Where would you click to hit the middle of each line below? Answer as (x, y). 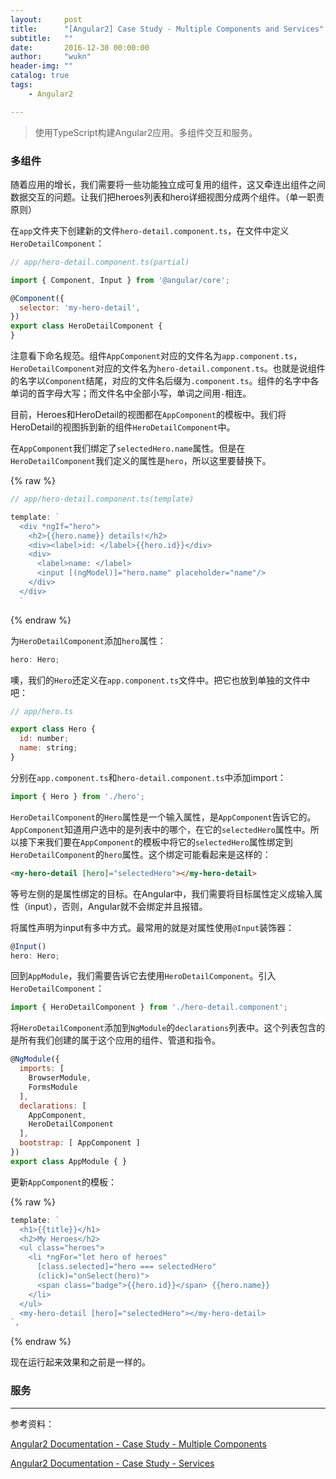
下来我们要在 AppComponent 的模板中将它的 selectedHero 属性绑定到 (160, 842)
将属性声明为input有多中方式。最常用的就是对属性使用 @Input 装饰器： (152, 927)
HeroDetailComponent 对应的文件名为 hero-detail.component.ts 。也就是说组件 (168, 368)
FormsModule (53, 1087)
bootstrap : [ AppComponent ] (80, 1143)
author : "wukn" (51, 57)
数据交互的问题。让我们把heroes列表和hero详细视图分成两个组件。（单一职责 (167, 197)
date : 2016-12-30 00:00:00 (80, 47)
